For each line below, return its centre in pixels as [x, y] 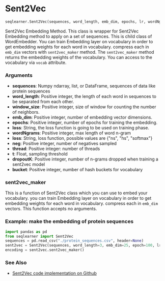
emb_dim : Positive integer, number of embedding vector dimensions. [82, 117]
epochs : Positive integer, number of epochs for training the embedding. [85, 123]
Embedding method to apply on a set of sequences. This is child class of [79, 36]
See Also [16, 263]
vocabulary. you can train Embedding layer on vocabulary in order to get [78, 198]
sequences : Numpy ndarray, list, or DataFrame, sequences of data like [84, 86]
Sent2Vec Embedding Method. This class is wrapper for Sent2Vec [72, 31]
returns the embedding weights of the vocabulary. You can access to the [79, 57]
